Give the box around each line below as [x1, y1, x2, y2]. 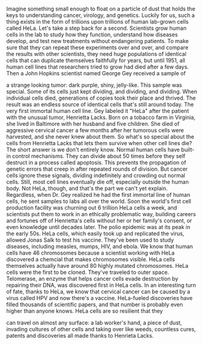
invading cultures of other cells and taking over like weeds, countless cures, [6, 326, 196, 333]
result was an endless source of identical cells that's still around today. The [6, 101, 194, 108]
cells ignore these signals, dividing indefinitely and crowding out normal [6, 172, 185, 179]
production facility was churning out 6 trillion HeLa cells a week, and [6, 204, 178, 211]
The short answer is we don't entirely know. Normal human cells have [6, 146, 180, 153]
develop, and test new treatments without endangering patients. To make [6, 38, 189, 44]
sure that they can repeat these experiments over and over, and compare [6, 44, 189, 51]
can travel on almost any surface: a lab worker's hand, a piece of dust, [6, 319, 182, 326]
